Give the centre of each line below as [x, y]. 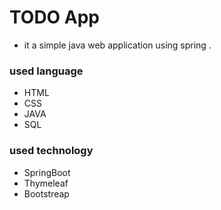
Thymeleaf [46, 183]
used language [46, 71]
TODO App [55, 17]
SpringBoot [47, 172]
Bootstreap [46, 193]
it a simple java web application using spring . [117, 45]
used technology [51, 151]
